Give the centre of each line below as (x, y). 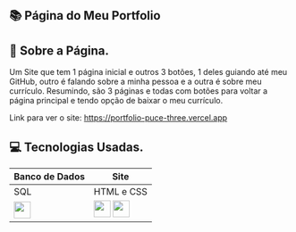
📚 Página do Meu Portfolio (85, 16)
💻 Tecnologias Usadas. (76, 147)
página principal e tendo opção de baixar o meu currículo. (116, 101)
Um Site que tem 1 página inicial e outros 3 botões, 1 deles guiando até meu (148, 72)
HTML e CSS (120, 192)
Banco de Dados (49, 177)
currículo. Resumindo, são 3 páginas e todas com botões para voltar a (139, 91)
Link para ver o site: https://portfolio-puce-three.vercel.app (118, 118)
